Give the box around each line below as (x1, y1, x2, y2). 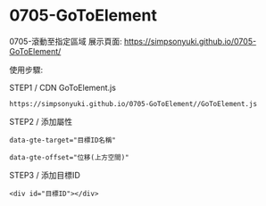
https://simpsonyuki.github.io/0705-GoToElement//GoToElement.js (9, 99, 257, 108)
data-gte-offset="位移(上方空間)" (9, 152, 129, 161)
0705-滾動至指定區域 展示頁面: (9, 36, 122, 46)
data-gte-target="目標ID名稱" (9, 136, 116, 144)
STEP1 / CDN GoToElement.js (9, 82, 116, 93)
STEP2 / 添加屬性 (9, 116, 73, 127)
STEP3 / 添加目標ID (9, 169, 80, 180)
